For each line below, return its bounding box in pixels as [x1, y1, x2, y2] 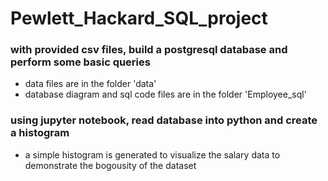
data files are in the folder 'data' [24, 78, 157, 90]
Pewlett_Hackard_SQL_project [10, 7, 268, 30]
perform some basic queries [10, 55, 151, 69]
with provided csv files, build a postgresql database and [10, 43, 288, 57]
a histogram [10, 126, 70, 140]
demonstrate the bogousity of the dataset [24, 159, 197, 171]
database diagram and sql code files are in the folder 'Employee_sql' [24, 88, 307, 101]
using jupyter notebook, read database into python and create [10, 113, 318, 127]
